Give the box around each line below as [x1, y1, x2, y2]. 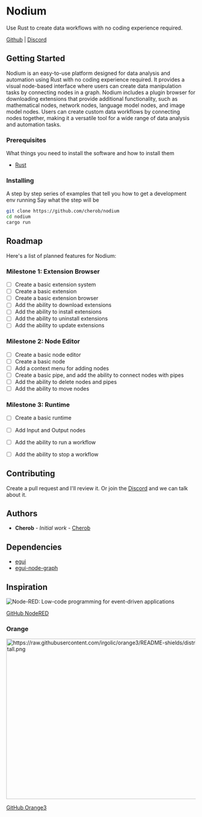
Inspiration [6, 582, 48, 592]
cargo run [6, 219, 31, 226]
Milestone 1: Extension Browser [6, 267, 100, 275]
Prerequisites [6, 136, 46, 144]
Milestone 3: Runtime [6, 400, 70, 409]
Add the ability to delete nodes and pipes [14, 379, 117, 386]
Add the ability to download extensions [14, 301, 112, 309]
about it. [6, 491, 27, 498]
